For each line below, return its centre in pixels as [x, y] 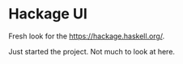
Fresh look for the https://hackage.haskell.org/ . [87, 36]
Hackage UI [48, 14]
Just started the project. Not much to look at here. [92, 51]
